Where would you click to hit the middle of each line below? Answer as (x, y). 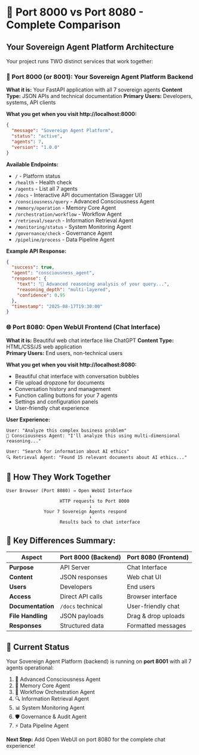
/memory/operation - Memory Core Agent (65, 207)
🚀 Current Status (38, 647)
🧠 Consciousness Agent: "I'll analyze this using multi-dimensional (93, 436)
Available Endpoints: (32, 164)
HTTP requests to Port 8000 (94, 502)
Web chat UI (144, 577)
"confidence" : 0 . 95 (41, 295)
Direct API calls (81, 597)
